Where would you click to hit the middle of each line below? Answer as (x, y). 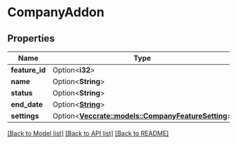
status (22, 93)
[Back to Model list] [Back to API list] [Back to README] (88, 133)
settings (25, 116)
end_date (27, 104)
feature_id (28, 70)
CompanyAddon (56, 12)
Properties (31, 38)
